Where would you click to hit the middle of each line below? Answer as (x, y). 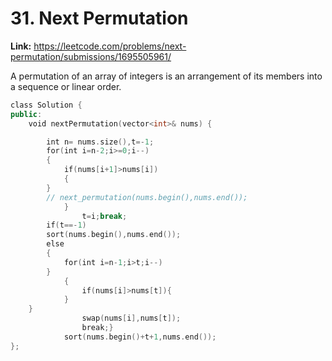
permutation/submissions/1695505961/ (91, 56)
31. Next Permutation (99, 18)
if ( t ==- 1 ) (66, 225)
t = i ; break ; (104, 216)
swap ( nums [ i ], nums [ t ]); (131, 318)
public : (26, 114)
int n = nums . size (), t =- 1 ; (100, 142)
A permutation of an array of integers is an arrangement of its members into (166, 76)
